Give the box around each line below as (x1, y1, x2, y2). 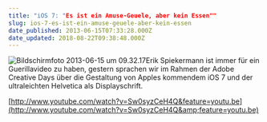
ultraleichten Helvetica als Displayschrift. (8, 81, 144, 91)
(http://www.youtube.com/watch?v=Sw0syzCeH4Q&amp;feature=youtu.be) (8, 105, 259, 115)
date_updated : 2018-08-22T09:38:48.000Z (8, 33, 146, 42)
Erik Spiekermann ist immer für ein (145, 56, 260, 65)
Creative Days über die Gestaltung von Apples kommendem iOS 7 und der (8, 73, 253, 82)
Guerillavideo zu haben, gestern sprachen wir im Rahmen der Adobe (8, 65, 235, 74)
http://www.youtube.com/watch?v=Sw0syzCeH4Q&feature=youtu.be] (10, 96, 243, 106)
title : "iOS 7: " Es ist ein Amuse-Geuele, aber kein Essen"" (8, 11, 217, 20)
